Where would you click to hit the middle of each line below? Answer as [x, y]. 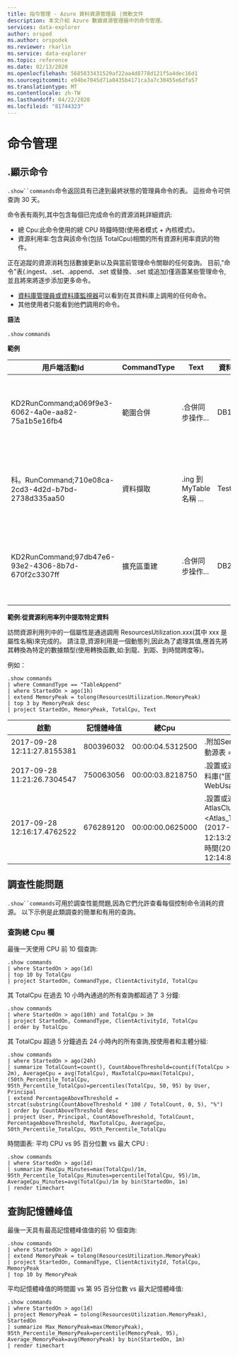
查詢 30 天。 [25, 199]
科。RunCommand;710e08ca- [63, 480]
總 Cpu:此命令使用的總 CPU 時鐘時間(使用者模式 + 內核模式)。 [108, 230]
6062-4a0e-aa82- [44, 411]
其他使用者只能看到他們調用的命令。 [70, 304]
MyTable [196, 488]
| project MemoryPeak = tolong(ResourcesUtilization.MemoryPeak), [107, 1314]
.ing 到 [192, 479]
